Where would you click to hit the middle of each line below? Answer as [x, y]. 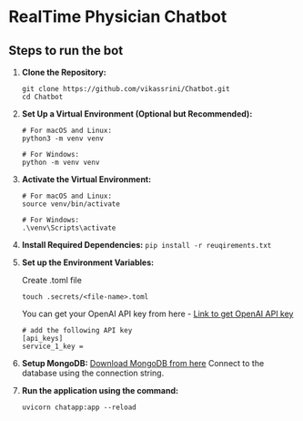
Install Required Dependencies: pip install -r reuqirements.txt [146, 245]
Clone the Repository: [64, 72]
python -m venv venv [61, 162]
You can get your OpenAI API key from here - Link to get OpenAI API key [157, 313]
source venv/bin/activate [71, 204]
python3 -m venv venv [62, 139]
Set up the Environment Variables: [88, 262]
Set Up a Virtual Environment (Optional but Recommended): [137, 114]
